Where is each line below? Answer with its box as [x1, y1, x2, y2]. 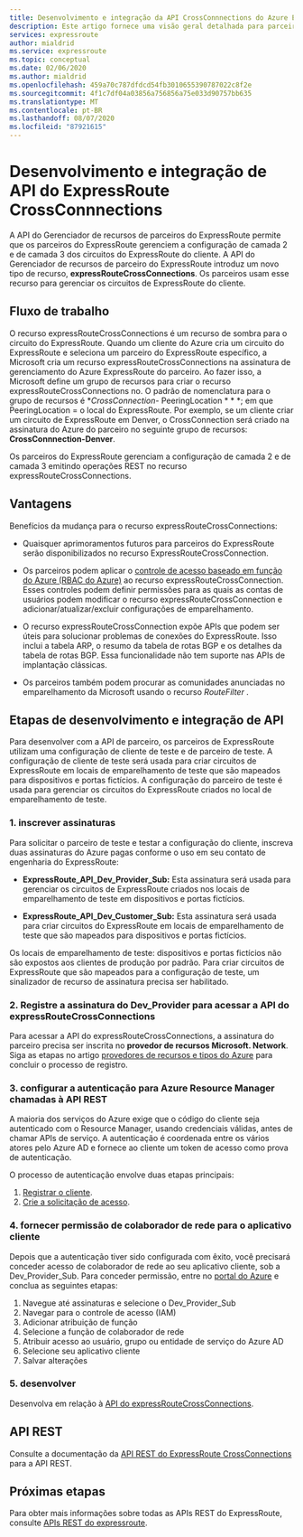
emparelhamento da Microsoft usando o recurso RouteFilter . [22, 686, 250, 697]
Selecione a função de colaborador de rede [22, 1326, 185, 1337]
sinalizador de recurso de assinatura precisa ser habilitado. [9, 976, 229, 987]
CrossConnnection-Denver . [9, 433, 115, 444]
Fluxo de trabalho [9, 304, 110, 319]
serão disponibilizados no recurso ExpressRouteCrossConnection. [22, 548, 269, 558]
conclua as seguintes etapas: [9, 1279, 118, 1290]
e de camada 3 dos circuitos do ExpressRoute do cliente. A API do [9, 248, 255, 259]
